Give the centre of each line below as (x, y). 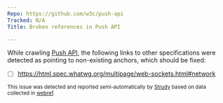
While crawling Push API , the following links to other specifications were (111, 53)
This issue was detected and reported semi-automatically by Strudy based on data (107, 87)
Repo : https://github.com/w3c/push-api (66, 14)
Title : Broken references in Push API (64, 27)
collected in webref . (31, 93)
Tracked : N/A (26, 20)
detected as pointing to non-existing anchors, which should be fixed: (107, 60)
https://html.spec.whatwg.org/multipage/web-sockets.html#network (116, 74)
